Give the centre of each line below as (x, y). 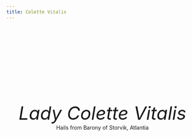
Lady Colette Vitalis (102, 113)
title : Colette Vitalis (37, 12)
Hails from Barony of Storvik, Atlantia (102, 127)
